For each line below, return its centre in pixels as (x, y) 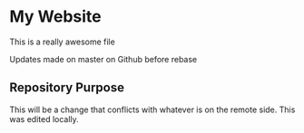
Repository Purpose (67, 88)
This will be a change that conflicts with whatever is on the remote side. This (152, 109)
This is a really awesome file (62, 42)
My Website (55, 17)
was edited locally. (44, 119)
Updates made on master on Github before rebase (103, 59)
